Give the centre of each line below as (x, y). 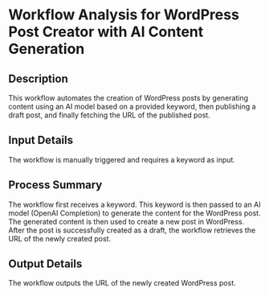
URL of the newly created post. (59, 238)
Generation (47, 49)
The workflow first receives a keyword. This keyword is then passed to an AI (134, 204)
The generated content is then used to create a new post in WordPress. (126, 221)
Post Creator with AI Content (106, 32)
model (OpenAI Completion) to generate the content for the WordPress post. (134, 213)
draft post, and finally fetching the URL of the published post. (109, 115)
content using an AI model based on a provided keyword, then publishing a (132, 107)
